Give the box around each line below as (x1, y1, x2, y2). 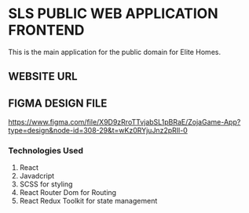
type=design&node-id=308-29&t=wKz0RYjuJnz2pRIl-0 (8, 126, 189, 135)
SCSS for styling (19, 179, 73, 189)
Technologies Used (8, 146, 84, 157)
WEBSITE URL (8, 70, 78, 83)
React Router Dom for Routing (19, 188, 116, 197)
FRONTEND (8, 21, 85, 39)
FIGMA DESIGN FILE (8, 96, 108, 110)
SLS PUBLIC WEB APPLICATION (8, 5, 218, 23)
